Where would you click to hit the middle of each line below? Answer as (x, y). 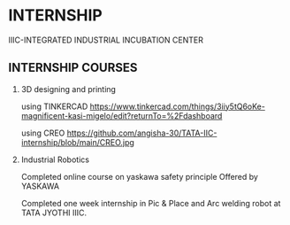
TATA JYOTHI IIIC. (54, 213)
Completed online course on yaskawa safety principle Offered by (139, 176)
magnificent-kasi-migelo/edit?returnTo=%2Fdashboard (122, 115)
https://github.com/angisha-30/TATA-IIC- (142, 133)
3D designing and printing (69, 89)
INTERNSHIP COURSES (73, 68)
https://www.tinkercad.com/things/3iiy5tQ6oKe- (178, 106)
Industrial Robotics (55, 159)
